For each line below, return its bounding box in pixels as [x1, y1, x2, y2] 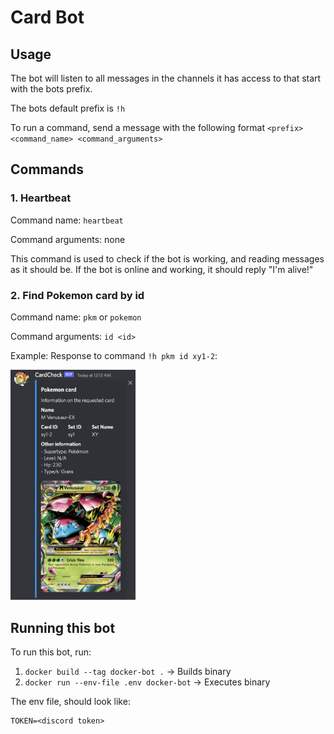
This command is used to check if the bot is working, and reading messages [10, 252, 325, 265]
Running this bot [10, 619, 116, 636]
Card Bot [10, 6, 85, 29]
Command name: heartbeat [10, 214, 124, 226]
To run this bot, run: [10, 646, 92, 658]
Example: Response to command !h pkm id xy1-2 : [10, 349, 218, 361]
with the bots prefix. [10, 83, 93, 95]
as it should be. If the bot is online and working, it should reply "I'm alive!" [10, 263, 314, 275]
